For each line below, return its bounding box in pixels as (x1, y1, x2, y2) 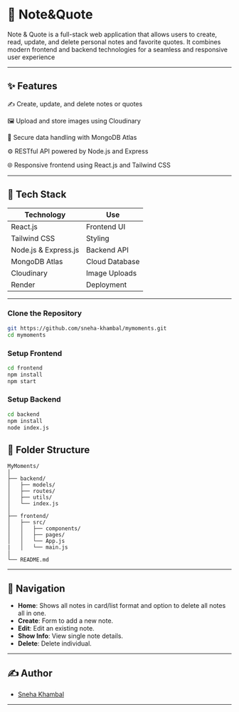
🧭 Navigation (7, 582, 65, 594)
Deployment (86, 280, 127, 290)
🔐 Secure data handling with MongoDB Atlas (7, 133, 137, 141)
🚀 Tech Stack (7, 188, 67, 200)
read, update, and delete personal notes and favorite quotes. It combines (7, 37, 221, 46)
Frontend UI (86, 221, 126, 231)
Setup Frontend (7, 348, 63, 358)
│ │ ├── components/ (7, 525, 81, 532)
